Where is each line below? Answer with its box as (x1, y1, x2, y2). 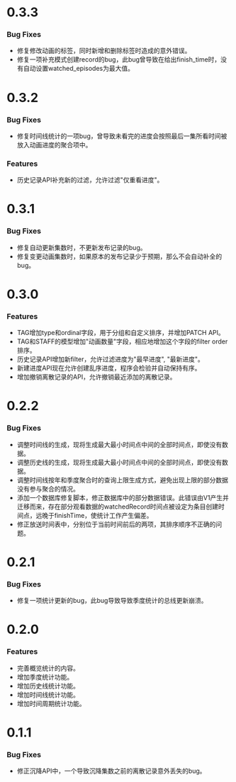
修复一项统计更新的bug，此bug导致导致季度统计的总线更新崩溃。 (16, 596, 208, 605)
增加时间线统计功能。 (16, 690, 79, 698)
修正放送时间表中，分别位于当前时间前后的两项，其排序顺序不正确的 (16, 520, 216, 528)
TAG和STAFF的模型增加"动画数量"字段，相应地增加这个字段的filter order (16, 337, 228, 346)
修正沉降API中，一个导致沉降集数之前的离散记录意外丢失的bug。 (16, 766, 206, 776)
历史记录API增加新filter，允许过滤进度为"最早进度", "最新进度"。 (16, 355, 205, 363)
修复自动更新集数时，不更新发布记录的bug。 (16, 243, 147, 251)
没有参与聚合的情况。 (16, 484, 79, 493)
